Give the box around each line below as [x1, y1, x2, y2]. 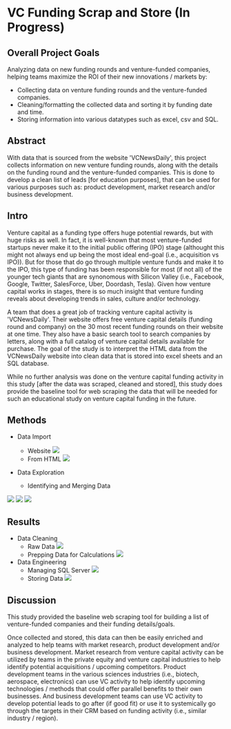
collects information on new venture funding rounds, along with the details [7, 161, 219, 169]
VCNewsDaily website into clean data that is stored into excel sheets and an [7, 352, 223, 360]
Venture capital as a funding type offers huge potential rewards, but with [7, 228, 214, 237]
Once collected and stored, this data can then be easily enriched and [7, 633, 203, 642]
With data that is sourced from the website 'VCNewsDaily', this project [7, 153, 207, 161]
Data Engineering [17, 558, 67, 566]
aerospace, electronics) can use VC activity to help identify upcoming [7, 677, 205, 686]
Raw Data [27, 543, 55, 551]
